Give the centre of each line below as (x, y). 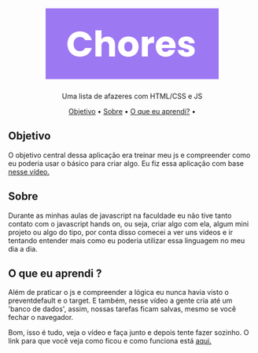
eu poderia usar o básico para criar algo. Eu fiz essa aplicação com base (126, 163)
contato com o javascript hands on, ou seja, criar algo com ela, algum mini (129, 223)
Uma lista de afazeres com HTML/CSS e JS (132, 96)
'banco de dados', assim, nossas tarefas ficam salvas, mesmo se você (122, 309)
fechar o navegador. (41, 318)
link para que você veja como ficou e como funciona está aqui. (110, 341)
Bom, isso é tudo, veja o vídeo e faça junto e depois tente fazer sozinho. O (129, 333)
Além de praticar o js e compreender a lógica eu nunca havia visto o (119, 292)
